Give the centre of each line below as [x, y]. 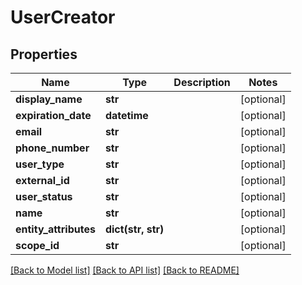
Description [202, 82]
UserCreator [63, 17]
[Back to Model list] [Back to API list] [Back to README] [125, 270]
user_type [40, 164]
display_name [49, 99]
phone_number [52, 148]
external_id [42, 180]
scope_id [37, 245]
